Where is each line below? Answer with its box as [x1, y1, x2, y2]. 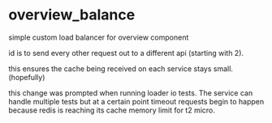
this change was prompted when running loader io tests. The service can [8, 87, 253, 98]
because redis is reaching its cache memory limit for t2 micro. [8, 105, 215, 115]
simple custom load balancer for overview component [8, 32, 189, 42]
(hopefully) [8, 72, 45, 82]
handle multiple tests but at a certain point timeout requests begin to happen [8, 96, 265, 106]
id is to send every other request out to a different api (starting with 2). [8, 48, 244, 57]
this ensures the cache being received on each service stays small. [8, 63, 234, 74]
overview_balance [8, 6, 136, 24]
